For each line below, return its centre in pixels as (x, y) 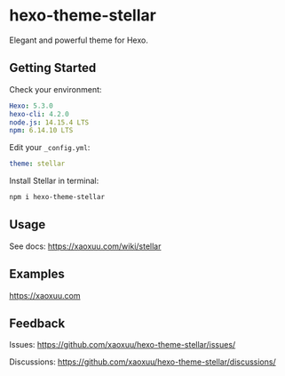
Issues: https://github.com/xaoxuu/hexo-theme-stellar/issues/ (123, 345)
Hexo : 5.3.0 (31, 106)
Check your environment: (55, 89)
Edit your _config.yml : (50, 148)
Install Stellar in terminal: (54, 181)
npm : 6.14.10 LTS (41, 131)
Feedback (37, 324)
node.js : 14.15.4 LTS (49, 122)
